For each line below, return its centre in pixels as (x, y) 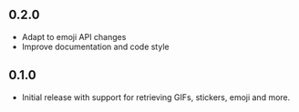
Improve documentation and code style (95, 46)
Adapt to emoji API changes (74, 36)
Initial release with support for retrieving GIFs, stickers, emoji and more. (156, 97)
